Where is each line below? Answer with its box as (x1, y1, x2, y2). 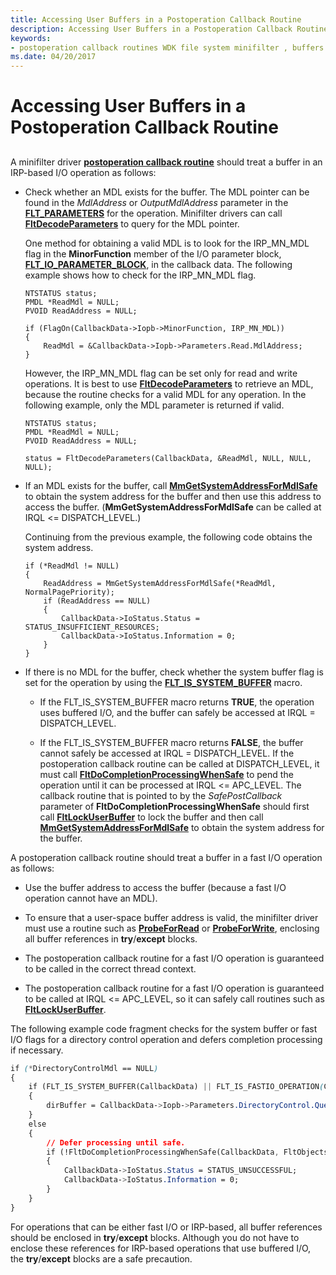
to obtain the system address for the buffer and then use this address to (24, 490, 322, 502)
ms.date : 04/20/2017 (10, 52, 97, 62)
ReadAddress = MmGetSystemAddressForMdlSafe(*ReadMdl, (43, 578, 277, 588)
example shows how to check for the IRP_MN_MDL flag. (24, 269, 257, 281)
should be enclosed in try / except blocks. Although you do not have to (10, 1231, 300, 1243)
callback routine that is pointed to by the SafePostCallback (39, 789, 283, 801)
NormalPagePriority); (24, 587, 115, 597)
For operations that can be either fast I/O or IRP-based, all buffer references (10, 1221, 323, 1233)
